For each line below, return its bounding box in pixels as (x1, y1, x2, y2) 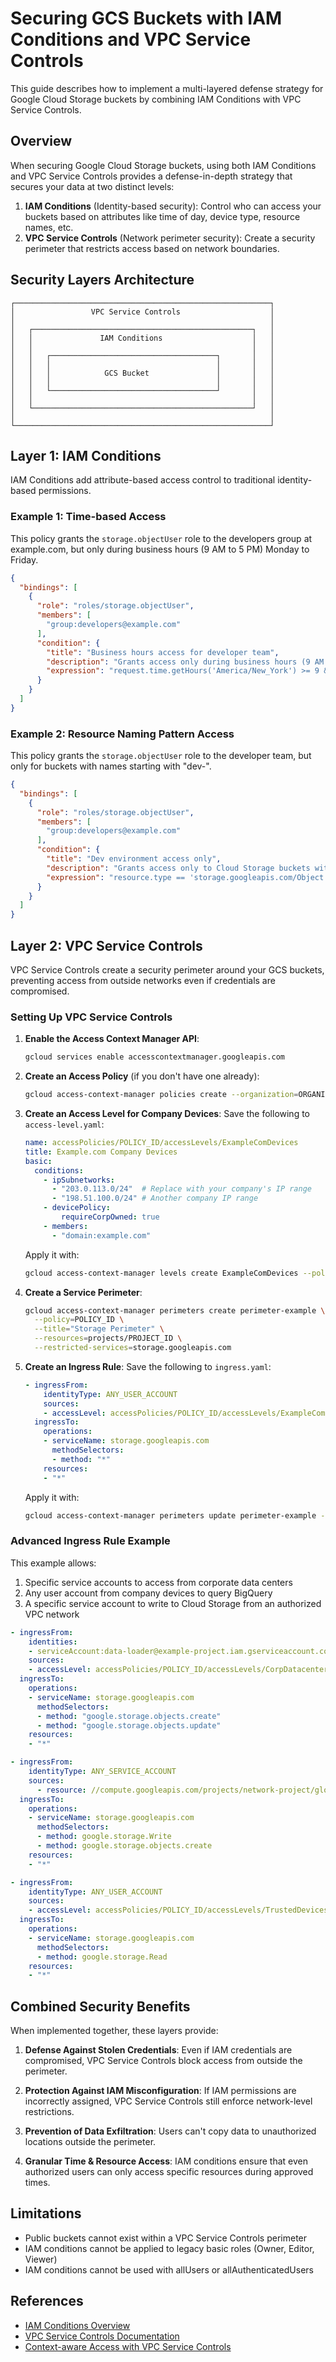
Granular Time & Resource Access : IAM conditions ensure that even (24, 2155, 308, 2167)
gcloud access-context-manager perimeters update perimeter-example (24, 1510, 317, 1521)
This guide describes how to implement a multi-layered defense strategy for (10, 82, 324, 94)
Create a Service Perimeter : (24, 1286, 143, 1298)
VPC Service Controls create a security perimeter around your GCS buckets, (10, 964, 325, 976)
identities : (28, 1637, 78, 1647)
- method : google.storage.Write (36, 1832, 172, 1842)
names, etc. (24, 221, 74, 233)
